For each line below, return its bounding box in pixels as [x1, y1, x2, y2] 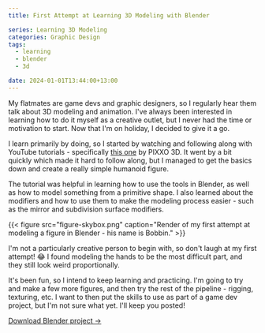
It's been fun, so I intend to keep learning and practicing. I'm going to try [8, 275, 244, 285]
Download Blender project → [8, 316, 102, 325]
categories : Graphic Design [8, 33, 101, 41]
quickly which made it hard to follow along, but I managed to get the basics [8, 155, 252, 165]
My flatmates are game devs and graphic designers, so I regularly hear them [8, 98, 257, 107]
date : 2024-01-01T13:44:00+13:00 [8, 77, 118, 84]
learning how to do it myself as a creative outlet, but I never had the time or [8, 115, 252, 125]
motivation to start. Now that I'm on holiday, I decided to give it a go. [8, 123, 230, 133]
